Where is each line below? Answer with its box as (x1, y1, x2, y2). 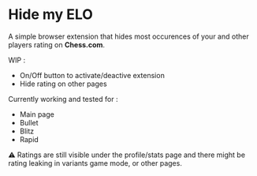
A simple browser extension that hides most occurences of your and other (8, 32, 250, 41)
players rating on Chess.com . (8, 39, 105, 49)
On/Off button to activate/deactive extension (19, 70, 166, 80)
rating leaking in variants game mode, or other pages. (8, 158, 183, 167)
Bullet (19, 118, 39, 127)
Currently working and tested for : (8, 94, 118, 103)
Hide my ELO (8, 6, 93, 24)
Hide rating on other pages (19, 79, 108, 88)
